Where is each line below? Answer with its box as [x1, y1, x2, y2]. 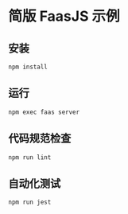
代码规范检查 [8, 132, 72, 146]
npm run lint [8, 153, 52, 161]
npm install [8, 63, 48, 71]
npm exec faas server [8, 108, 80, 116]
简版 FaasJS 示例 [8, 7, 121, 25]
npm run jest [8, 198, 52, 207]
